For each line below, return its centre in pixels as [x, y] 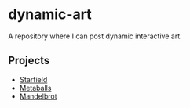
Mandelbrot [38, 96]
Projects [29, 61]
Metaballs [35, 88]
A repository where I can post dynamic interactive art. [95, 36]
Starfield [33, 79]
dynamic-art [50, 14]
